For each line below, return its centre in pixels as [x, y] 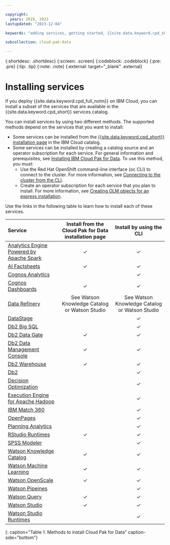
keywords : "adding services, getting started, [55, 33]
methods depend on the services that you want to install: [65, 127]
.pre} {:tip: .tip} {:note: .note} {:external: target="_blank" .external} [74, 67]
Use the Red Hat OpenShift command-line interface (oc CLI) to [85, 169]
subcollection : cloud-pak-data [38, 42]
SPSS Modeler [25, 443]
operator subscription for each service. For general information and [83, 153]
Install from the [85, 224]
